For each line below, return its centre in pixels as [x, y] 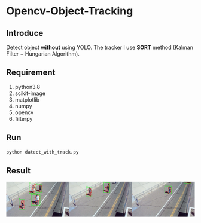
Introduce [25, 33]
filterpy [24, 118]
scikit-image [30, 93]
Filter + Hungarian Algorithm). [43, 54]
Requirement [31, 73]
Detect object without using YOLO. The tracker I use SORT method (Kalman [100, 47]
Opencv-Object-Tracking [70, 11]
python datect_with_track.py [42, 152]
